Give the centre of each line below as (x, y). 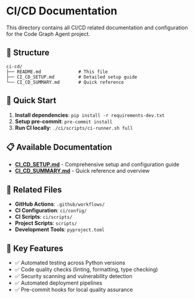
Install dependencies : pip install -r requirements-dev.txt (90, 115)
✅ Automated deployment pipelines (58, 283)
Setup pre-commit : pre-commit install (64, 121)
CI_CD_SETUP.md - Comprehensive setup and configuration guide (97, 164)
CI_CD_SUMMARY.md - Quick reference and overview (82, 171)
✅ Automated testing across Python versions (70, 263)
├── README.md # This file (57, 72)
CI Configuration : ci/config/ (51, 210)
